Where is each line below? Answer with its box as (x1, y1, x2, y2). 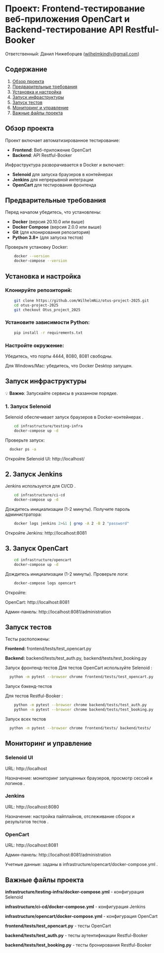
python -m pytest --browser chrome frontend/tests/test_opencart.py (9, 675, 154, 680)
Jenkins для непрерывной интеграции (12, 177, 94, 182)
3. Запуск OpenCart (5, 545, 68, 553)
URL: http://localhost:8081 (5, 842, 58, 848)
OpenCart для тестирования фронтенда (12, 182, 96, 188)
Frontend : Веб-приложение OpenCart (12, 147, 91, 153)
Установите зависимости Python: (5, 319, 90, 326)
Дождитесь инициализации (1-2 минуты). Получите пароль (5, 506, 130, 512)
